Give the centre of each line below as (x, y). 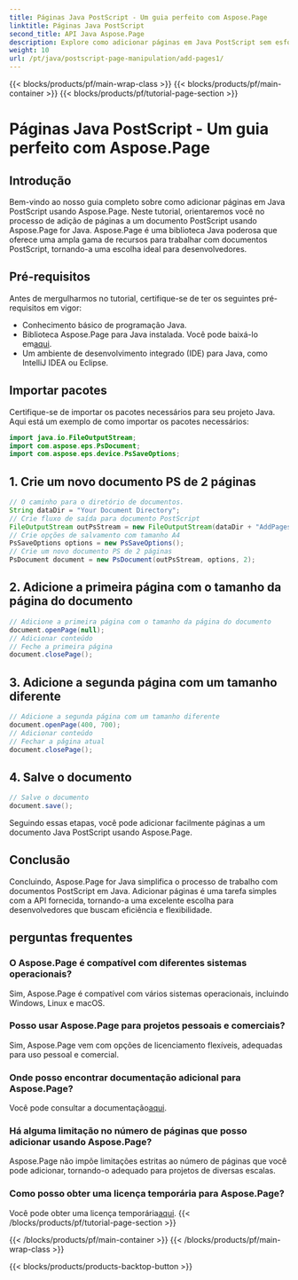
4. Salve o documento (71, 777)
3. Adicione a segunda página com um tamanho (143, 683)
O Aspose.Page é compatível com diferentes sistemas (128, 963)
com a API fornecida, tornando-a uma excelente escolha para (122, 900)
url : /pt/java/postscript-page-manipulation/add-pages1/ (117, 59)
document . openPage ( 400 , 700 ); (65, 725)
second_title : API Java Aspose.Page (77, 34)
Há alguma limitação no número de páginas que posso (128, 1131)
